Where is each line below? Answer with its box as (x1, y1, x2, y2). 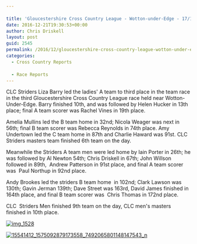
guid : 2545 (6, 41, 33, 46)
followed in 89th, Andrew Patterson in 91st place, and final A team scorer (6, 161, 184, 168)
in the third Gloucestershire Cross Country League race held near (6, 95, 164, 102)
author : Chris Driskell (6, 28, 64, 34)
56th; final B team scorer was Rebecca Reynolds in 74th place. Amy (6, 125, 170, 132)
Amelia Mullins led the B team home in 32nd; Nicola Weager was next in (6, 118, 180, 126)
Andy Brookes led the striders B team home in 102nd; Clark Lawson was (6, 179, 182, 186)
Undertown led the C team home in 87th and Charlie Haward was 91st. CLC (6, 131, 188, 138)
